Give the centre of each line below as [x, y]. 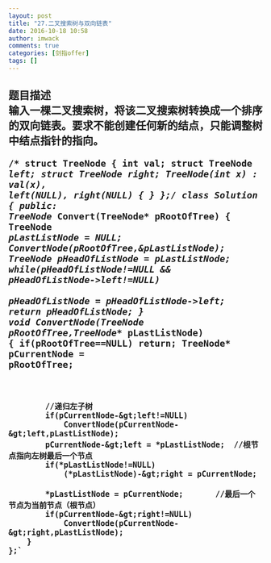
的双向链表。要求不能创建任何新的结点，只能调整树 [135, 126]
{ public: [33, 206]
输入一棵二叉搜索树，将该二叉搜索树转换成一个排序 [135, 111]
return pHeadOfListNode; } [76, 312]
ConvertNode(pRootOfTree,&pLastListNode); [117, 248]
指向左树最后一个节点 [54, 456]
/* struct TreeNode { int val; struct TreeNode [130, 164]
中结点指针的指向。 [56, 141]
